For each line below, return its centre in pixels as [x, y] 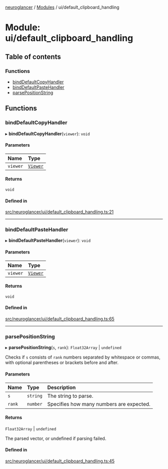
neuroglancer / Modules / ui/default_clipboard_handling [62, 7]
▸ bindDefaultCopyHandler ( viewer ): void [47, 134]
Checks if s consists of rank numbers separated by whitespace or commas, [83, 357]
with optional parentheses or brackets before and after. [62, 363]
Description [61, 387]
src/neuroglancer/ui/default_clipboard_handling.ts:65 [60, 319]
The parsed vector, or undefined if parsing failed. [56, 438]
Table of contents [33, 56]
